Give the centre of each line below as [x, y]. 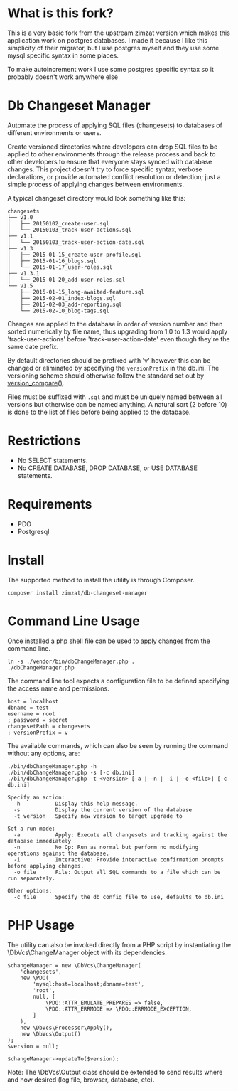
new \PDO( [35, 978]
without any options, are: [44, 753]
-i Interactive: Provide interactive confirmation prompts [119, 860]
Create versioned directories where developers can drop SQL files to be [113, 147]
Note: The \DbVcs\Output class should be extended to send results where [115, 1072]
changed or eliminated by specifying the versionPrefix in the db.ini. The [113, 368]
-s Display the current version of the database [103, 810]
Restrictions [44, 441]
